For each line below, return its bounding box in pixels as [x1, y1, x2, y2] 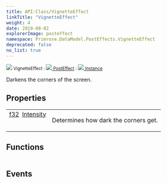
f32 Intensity [9, 110, 46, 118]
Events [6, 169, 33, 179]
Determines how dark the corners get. [52, 116, 158, 124]
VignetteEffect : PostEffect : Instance [13, 65, 103, 71]
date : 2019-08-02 [6, 25, 49, 31]
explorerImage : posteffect [6, 31, 73, 37]
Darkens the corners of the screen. [6, 75, 92, 83]
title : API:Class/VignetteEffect [6, 8, 89, 15]
